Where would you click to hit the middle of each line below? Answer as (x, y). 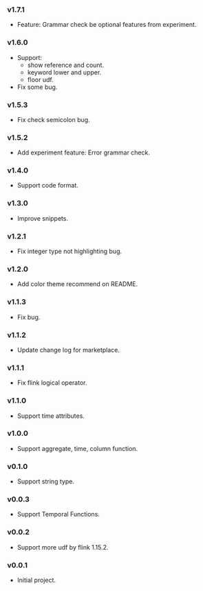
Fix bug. (29, 317)
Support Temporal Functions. (58, 514)
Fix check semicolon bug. (54, 119)
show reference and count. (66, 65)
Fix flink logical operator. (52, 383)
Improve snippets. (43, 218)
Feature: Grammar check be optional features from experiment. (107, 25)
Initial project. (36, 580)
